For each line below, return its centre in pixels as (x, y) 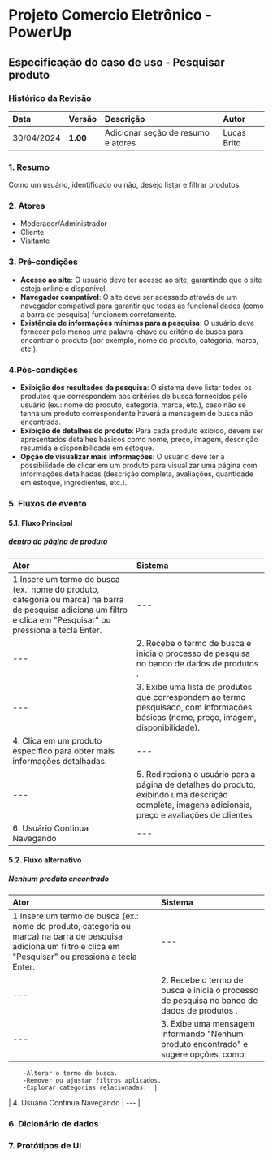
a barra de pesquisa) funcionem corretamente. (98, 314)
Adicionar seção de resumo (157, 132)
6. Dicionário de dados (54, 1124)
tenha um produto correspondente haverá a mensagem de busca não (136, 414)
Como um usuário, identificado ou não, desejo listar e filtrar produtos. (125, 185)
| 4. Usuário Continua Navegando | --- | (74, 1103)
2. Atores (27, 206)
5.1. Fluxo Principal (41, 523)
